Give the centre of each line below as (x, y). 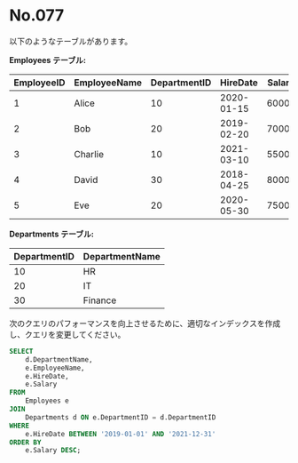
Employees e (47, 401)
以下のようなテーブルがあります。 (71, 41)
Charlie (89, 154)
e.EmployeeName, (55, 368)
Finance (100, 300)
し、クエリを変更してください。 (67, 334)
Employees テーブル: (48, 60)
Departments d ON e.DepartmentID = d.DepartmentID (121, 417)
